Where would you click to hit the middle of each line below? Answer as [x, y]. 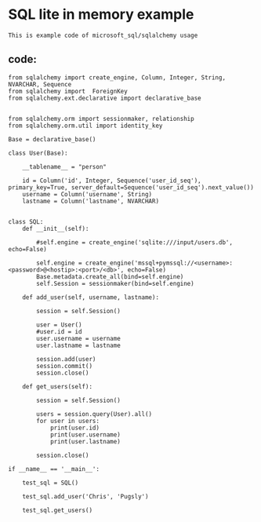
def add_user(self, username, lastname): [91, 297]
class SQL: [26, 221]
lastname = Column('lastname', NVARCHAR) [91, 201]
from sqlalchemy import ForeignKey [68, 91]
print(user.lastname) [85, 441]
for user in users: [68, 421]
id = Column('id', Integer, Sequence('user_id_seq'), [112, 181]
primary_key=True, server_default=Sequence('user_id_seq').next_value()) [131, 187]
